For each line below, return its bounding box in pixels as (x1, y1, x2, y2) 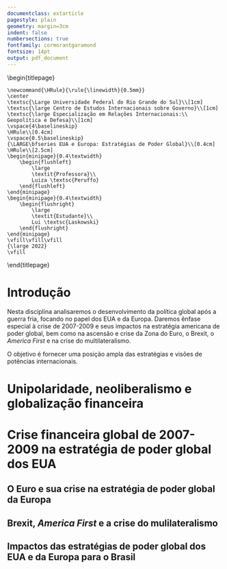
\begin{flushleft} (19, 158, 72, 165)
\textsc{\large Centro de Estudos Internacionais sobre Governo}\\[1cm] (7, 104, 219, 112)
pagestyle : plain (7, 16, 57, 23)
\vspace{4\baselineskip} (7, 123, 78, 130)
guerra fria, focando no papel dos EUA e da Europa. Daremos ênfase (7, 315, 201, 323)
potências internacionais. (7, 357, 79, 365)
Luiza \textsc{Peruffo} (31, 176, 99, 184)
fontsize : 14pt (7, 49, 51, 56)
